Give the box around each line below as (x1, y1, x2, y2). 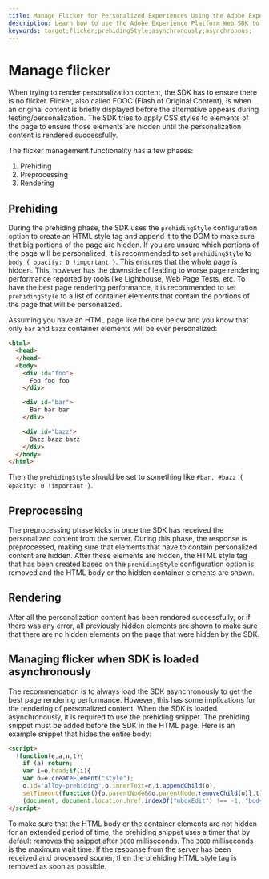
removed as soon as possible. (8, 861, 106, 871)
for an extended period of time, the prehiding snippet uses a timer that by (8, 827, 251, 836)
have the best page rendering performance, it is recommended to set (8, 282, 237, 293)
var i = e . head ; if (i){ (22, 767, 91, 775)
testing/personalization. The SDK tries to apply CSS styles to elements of (8, 113, 250, 123)
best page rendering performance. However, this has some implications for (8, 695, 256, 704)
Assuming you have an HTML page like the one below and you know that (8, 315, 249, 325)
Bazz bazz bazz (29, 435, 81, 444)
